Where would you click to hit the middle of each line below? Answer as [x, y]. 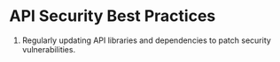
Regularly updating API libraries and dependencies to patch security [147, 40]
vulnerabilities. [49, 49]
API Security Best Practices [113, 16]
